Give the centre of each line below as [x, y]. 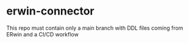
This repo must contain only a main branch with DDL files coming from [95, 28]
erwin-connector [50, 11]
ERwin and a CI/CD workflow [43, 34]
